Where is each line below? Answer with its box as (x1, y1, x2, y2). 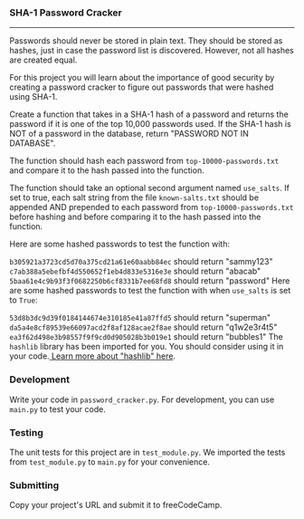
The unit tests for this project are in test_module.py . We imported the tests (9, 447, 286, 457)
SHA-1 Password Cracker (9, 6, 122, 19)
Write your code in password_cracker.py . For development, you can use (9, 394, 275, 405)
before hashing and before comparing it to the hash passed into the (9, 211, 261, 223)
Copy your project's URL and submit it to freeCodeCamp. (9, 500, 223, 511)
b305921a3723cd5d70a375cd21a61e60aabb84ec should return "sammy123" (9, 256, 273, 267)
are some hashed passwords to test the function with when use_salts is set (9, 285, 291, 296)
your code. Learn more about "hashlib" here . (9, 351, 176, 361)
